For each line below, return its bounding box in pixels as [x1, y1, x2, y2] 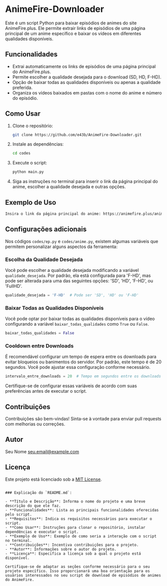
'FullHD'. [5, 283, 22, 289]
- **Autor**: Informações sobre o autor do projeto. [5, 547, 117, 552]
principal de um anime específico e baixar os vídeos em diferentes [5, 30, 142, 36]
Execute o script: [12, 160, 47, 166]
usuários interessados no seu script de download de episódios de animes [5, 573, 162, 578]
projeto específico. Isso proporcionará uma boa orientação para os [5, 568, 150, 574]
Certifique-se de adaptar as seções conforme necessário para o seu [5, 564, 150, 569]
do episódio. [12, 95, 38, 101]
